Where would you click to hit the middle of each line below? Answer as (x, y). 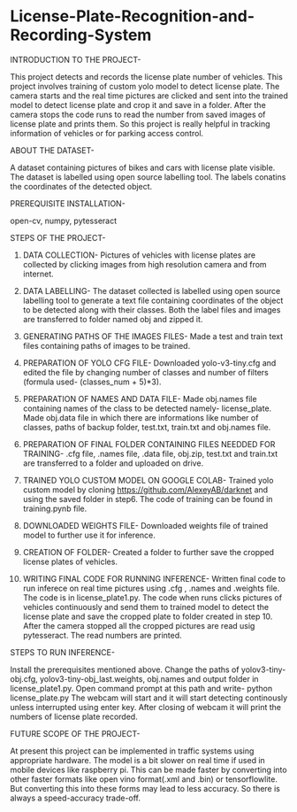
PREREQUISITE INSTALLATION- (68, 203)
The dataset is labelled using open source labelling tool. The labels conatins (148, 177)
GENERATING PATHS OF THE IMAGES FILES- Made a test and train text (153, 336)
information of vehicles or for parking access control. (107, 133)
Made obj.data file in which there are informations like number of (141, 417)
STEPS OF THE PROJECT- (58, 237)
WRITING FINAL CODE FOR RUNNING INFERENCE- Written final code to (154, 578)
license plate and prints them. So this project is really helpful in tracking (140, 124)
